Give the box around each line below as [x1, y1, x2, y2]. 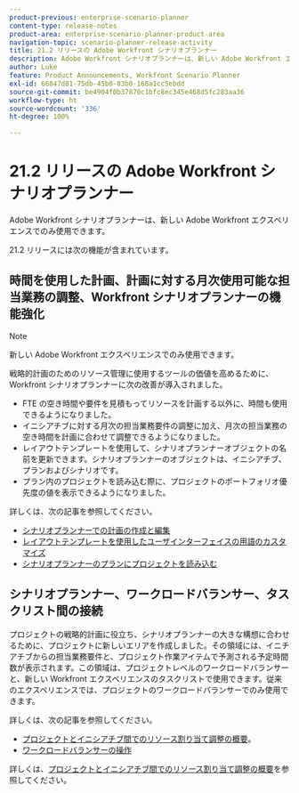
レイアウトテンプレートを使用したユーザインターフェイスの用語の [21, 536, 263, 546]
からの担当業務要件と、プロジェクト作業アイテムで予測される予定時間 [32, 651, 289, 661]
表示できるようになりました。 [61, 487, 171, 498]
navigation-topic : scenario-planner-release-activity [9, 37, 214, 47]
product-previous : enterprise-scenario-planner [9, 12, 190, 22]
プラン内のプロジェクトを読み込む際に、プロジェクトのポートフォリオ [21, 475, 280, 486]
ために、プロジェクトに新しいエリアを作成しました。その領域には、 [16, 640, 267, 651]
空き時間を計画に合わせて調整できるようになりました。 [21, 431, 225, 441]
